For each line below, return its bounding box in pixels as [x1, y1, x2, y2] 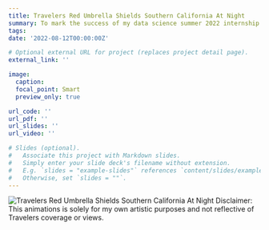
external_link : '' [8, 56, 70, 64]
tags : [8, 26, 26, 34]
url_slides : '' [8, 122, 59, 131]
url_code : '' [8, 107, 52, 115]
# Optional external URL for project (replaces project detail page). [8, 49, 249, 57]
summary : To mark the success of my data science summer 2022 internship [8, 19, 260, 27]
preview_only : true [15, 93, 81, 101]
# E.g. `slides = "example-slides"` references [8, 166, 178, 175]
